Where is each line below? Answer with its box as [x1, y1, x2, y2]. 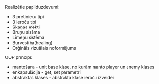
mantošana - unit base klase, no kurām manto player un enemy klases [12, 64, 155, 70]
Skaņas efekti [12, 24, 40, 30]
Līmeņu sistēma [12, 34, 45, 40]
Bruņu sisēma [12, 29, 40, 35]
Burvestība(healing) [12, 40, 53, 46]
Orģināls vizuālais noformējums [12, 45, 76, 51]
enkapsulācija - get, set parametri [12, 69, 81, 75]
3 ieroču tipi [12, 19, 37, 25]
